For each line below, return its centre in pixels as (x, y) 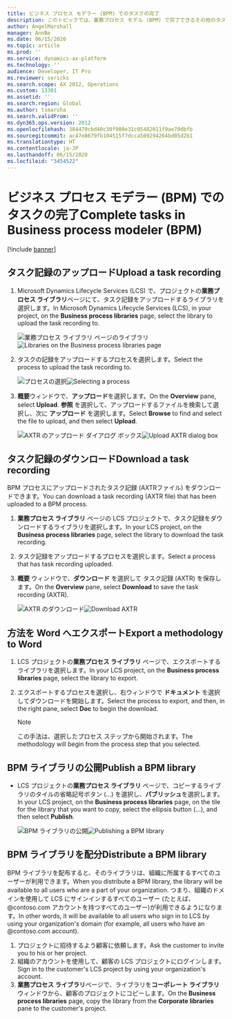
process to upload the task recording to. (74, 367)
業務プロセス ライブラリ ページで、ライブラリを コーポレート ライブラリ (118, 984)
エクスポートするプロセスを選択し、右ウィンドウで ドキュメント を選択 (119, 692)
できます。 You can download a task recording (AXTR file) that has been (114, 496)
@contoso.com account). (43, 931)
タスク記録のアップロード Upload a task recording (114, 273)
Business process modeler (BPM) (105, 230)
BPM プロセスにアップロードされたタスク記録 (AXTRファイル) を (99, 488)
